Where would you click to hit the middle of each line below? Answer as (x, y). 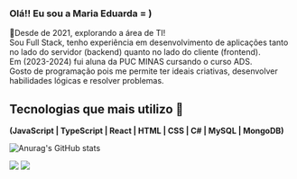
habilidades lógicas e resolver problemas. (87, 81)
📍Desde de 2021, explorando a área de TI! (88, 33)
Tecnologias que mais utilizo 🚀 (97, 109)
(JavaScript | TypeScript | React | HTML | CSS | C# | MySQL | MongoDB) (147, 131)
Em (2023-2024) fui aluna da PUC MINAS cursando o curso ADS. (131, 62)
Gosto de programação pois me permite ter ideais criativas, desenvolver (144, 71)
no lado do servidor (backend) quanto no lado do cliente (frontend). (135, 52)
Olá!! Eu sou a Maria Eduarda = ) (81, 13)
